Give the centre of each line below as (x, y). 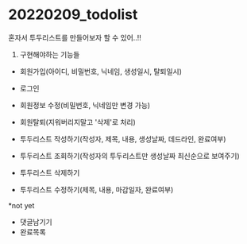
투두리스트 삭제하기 (50, 172)
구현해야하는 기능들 (50, 54)
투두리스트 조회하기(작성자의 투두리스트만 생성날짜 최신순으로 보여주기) (129, 156)
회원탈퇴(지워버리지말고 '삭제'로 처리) (78, 122)
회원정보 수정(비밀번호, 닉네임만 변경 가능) (85, 105)
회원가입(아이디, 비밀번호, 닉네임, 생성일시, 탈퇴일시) (101, 71)
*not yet (21, 205)
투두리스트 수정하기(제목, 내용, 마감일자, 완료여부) (96, 189)
